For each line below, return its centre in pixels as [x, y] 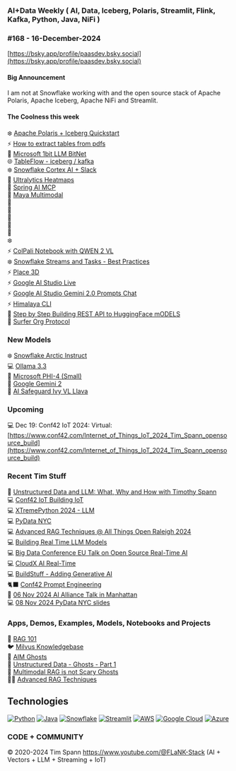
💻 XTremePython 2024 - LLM [51, 510]
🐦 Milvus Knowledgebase [46, 646]
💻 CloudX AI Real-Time [42, 563]
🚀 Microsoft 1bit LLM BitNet [47, 153]
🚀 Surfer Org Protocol [39, 321]
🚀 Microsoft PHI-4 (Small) [45, 376]
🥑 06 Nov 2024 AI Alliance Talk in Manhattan [72, 594]
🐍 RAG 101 [22, 638]
